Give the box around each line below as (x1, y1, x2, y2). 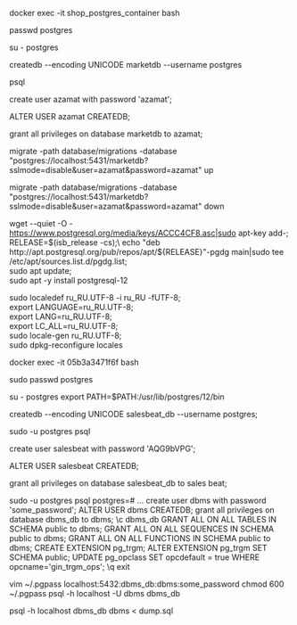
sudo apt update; (9, 266, 72, 275)
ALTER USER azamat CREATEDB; (9, 111, 131, 121)
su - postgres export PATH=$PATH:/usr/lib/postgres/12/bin (9, 391, 225, 402)
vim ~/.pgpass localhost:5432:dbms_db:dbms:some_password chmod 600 (9, 579, 285, 589)
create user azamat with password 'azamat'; (9, 94, 172, 104)
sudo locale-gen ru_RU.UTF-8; (9, 330, 122, 341)
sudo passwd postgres (9, 374, 94, 384)
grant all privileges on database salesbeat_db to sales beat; (9, 478, 227, 489)
